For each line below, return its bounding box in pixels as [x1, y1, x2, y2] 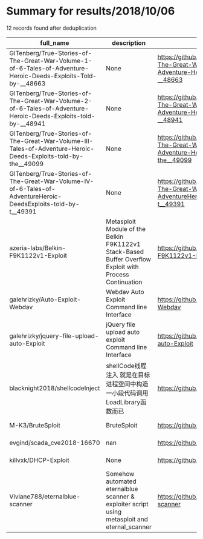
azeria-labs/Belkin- [9, 244, 66, 252]
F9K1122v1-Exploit [9, 251, 68, 259]
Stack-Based [105, 247, 144, 256]
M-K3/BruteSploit [9, 421, 60, 429]
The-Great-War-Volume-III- [9, 136, 94, 145]
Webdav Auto [105, 287, 144, 296]
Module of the [105, 224, 146, 233]
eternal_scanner [105, 523, 152, 531]
